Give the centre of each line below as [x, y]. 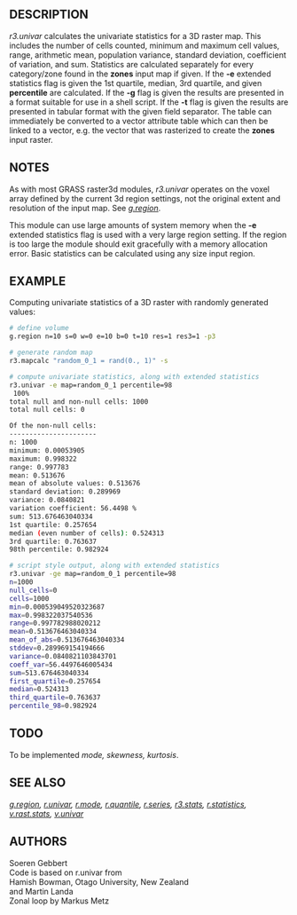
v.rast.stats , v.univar [47, 813]
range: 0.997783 [39, 467]
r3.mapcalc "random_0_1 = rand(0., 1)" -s [89, 361]
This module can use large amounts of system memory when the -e [133, 225]
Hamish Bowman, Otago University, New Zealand [99, 881]
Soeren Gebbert [39, 863]
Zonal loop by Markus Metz [59, 901]
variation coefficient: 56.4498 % [73, 509]
